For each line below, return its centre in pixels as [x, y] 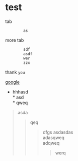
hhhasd [20, 92]
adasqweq [53, 137]
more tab [15, 40]
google [13, 82]
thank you [15, 72]
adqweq [51, 143]
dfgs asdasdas [58, 132]
